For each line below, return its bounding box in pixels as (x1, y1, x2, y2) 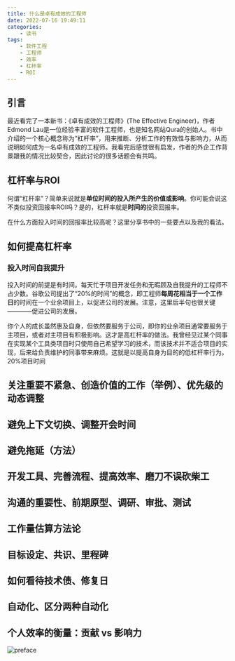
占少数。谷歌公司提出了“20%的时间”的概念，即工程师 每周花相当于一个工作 (7, 289, 222, 298)
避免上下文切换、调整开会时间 (7, 418, 136, 430)
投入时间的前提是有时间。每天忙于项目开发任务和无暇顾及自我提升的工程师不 (7, 280, 228, 288)
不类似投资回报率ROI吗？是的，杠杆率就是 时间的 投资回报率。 (7, 203, 183, 211)
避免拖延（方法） (7, 444, 81, 456)
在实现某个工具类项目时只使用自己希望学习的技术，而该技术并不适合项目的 (7, 339, 222, 347)
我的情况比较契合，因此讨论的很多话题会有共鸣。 (19, 152, 161, 160)
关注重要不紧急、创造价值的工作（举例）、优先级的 (7, 380, 224, 392)
